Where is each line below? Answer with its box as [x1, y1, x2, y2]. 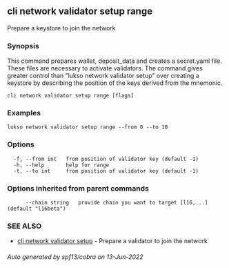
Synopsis [7, 41, 39, 50]
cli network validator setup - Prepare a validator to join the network [17, 237, 208, 245]
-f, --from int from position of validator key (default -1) [13, 155, 199, 162]
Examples [7, 108, 41, 118]
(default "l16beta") [7, 205, 67, 212]
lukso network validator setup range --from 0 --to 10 [7, 124, 168, 131]
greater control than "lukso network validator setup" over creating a [7, 72, 200, 80]
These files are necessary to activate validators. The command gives [7, 64, 203, 73]
